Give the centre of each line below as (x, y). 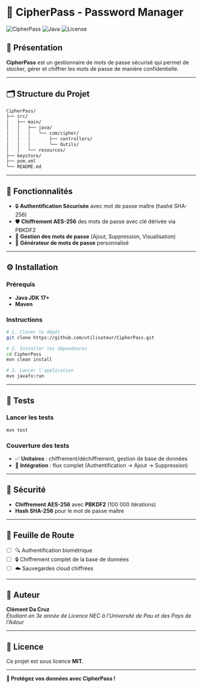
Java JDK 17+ (32, 298)
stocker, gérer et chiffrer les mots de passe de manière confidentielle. (93, 69)
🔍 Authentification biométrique (54, 550)
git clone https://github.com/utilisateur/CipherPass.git (80, 337)
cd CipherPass (24, 354)
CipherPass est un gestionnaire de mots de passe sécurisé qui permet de (98, 62)
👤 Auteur (23, 595)
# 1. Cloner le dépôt (33, 332)
